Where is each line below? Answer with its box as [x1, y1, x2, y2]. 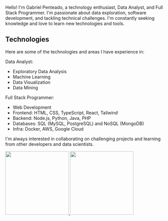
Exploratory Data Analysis [12, 68, 67, 74]
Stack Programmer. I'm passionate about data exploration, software [5, 10, 147, 16]
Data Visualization [12, 79, 51, 85]
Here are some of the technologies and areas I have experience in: [5, 48, 145, 55]
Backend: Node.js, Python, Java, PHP [12, 115, 91, 121]
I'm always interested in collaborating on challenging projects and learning [5, 136, 161, 142]
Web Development [12, 104, 52, 110]
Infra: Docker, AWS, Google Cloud [12, 125, 84, 132]
